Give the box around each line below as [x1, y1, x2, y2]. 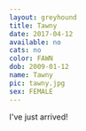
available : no [9, 37, 62, 47]
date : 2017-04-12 [9, 29, 74, 38]
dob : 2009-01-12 [9, 63, 69, 72]
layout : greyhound [9, 12, 77, 22]
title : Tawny [9, 21, 58, 30]
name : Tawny [9, 71, 53, 80]
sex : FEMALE [9, 87, 53, 96]
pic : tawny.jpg [9, 79, 66, 88]
